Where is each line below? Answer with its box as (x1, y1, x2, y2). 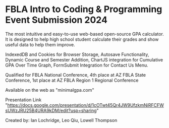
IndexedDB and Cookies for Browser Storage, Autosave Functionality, (5, 51, 149, 57)
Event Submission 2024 (5, 14, 107, 26)
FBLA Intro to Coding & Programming (5, 4, 162, 15)
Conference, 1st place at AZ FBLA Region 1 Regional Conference (5, 77, 139, 83)
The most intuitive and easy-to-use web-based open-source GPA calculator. (5, 31, 164, 37)
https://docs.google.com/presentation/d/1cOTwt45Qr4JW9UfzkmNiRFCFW (7, 102, 164, 108)
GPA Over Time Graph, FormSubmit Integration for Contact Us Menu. (5, 62, 149, 68)
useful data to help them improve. (5, 41, 76, 47)
